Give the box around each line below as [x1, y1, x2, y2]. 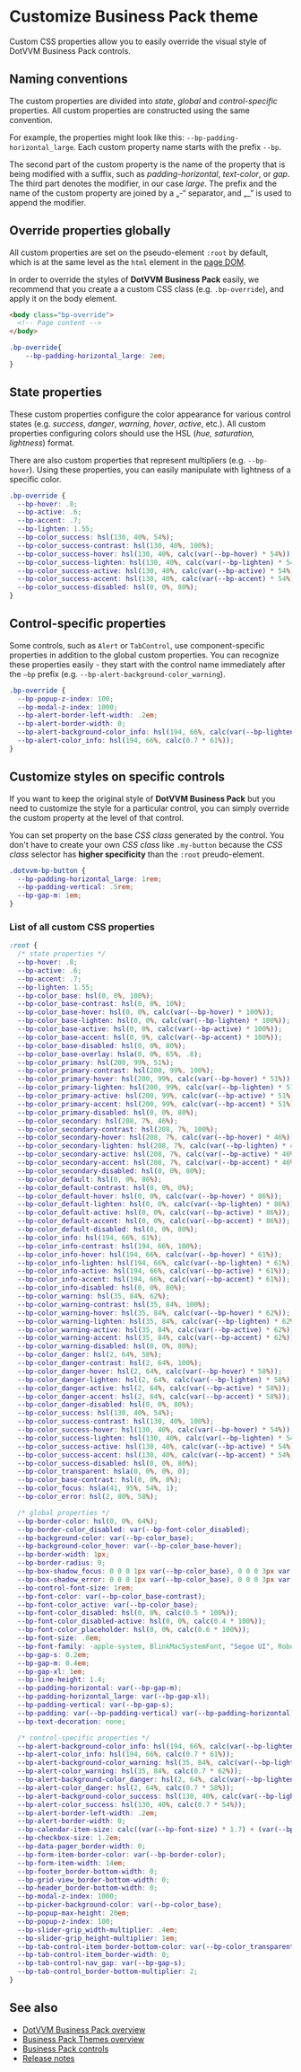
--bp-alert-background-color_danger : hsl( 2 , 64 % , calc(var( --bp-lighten [17, 1776, 295, 1785]
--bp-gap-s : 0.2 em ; [17, 1650, 90, 1659]
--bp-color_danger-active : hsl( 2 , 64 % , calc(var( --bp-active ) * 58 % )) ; [17, 1383, 291, 1393]
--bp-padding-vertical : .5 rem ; [17, 883, 134, 892]
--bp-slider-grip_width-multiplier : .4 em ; [17, 1925, 178, 1935]
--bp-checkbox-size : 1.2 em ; [17, 1834, 123, 1843]
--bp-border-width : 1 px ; [17, 1550, 110, 1559]
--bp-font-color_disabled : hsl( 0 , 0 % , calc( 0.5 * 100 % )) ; [17, 1609, 239, 1618]
